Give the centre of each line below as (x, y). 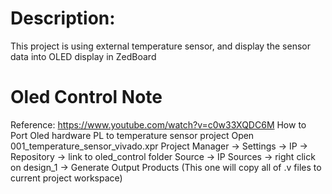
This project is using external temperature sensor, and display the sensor (160, 46)
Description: (63, 18)
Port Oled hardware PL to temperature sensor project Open (132, 135)
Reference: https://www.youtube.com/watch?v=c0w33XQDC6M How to (158, 124)
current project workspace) (66, 178)
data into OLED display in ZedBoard (83, 56)
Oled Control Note (86, 97)
